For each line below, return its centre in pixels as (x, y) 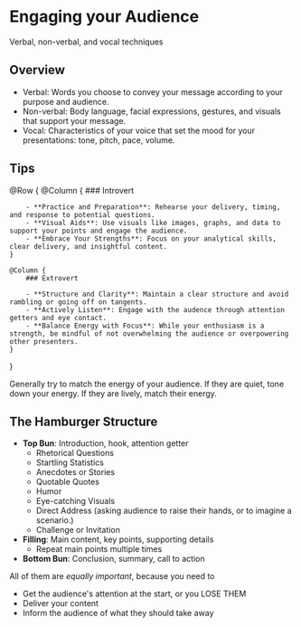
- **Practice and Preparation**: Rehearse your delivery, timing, (153, 207)
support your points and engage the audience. (99, 231)
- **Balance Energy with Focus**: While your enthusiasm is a (145, 326)
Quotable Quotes (67, 482)
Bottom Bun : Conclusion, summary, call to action (113, 559)
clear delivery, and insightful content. (89, 246)
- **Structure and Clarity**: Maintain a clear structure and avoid (157, 294)
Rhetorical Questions (75, 453)
